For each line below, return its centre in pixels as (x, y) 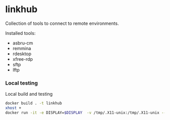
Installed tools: (20, 33)
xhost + (13, 108)
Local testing (22, 83)
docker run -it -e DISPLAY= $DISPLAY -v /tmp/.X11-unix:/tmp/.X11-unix (82, 112)
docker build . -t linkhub (34, 103)
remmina (22, 48)
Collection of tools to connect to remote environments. (62, 23)
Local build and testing (29, 94)
